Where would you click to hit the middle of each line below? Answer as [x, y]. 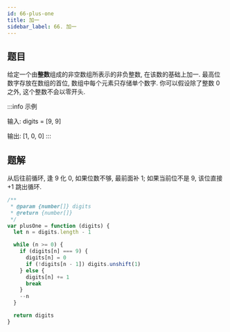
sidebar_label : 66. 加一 [42, 26]
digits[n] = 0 [46, 258]
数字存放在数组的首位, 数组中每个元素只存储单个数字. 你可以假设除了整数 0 [114, 83]
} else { [32, 271]
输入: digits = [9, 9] [34, 122]
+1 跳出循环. [24, 187]
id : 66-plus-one [30, 14]
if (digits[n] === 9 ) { [54, 251]
